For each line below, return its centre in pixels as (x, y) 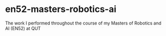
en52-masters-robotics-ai (61, 9)
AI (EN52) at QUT (23, 28)
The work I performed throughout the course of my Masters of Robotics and (83, 23)
